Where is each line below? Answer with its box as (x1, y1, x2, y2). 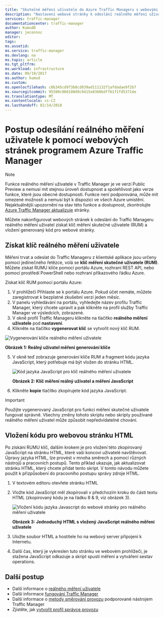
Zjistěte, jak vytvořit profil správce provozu (12, 607, 99, 613)
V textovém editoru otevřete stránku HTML (12, 480, 99, 486)
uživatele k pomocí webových (5, 134, 128, 146)
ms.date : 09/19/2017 (5, 71, 47, 76)
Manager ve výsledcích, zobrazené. (12, 309, 84, 315)
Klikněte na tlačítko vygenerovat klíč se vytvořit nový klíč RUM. (12, 325, 140, 331)
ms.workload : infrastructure (5, 67, 64, 72)
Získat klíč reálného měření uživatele (5, 241, 120, 250)
